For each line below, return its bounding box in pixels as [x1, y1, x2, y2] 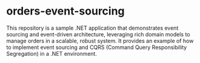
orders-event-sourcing [6, 4, 125, 18]
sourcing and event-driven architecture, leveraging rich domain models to [6, 30, 190, 38]
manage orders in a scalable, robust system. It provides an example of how [6, 37, 194, 44]
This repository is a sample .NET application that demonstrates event [6, 24, 179, 31]
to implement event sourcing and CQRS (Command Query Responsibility [6, 44, 187, 51]
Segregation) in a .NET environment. [6, 50, 97, 57]
